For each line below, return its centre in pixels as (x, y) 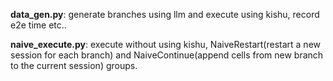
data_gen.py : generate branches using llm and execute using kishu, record (165, 14)
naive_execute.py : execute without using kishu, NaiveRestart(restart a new (165, 44)
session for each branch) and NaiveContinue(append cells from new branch (167, 55)
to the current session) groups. (74, 65)
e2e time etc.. (38, 25)
